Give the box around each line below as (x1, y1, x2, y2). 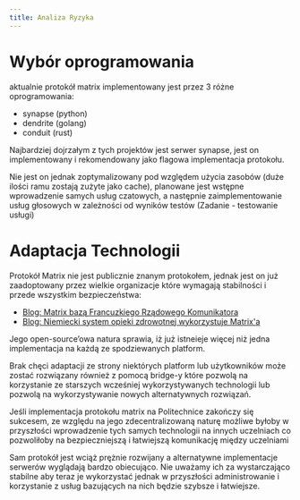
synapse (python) (21, 108, 88, 119)
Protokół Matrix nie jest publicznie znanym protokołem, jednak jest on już (9, 270, 279, 281)
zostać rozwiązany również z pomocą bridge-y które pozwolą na (9, 369, 249, 380)
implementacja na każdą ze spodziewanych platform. (9, 343, 206, 353)
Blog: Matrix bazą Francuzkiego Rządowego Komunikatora (21, 306, 239, 318)
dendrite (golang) (21, 117, 87, 128)
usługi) (9, 209, 35, 220)
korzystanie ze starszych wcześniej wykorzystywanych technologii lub (9, 379, 270, 390)
